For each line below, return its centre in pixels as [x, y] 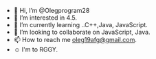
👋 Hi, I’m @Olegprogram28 [52, 11]
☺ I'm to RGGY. [36, 50]
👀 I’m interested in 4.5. [45, 18]
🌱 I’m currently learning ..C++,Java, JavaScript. [80, 25]
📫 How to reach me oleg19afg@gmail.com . [75, 40]
